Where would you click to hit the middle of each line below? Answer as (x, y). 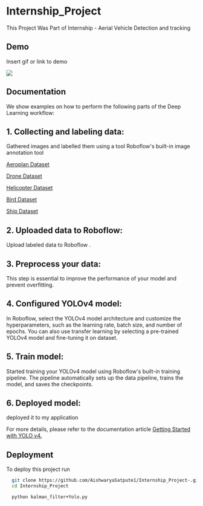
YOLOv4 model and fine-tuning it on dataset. (62, 337)
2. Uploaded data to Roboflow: (64, 230)
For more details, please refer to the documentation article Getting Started (98, 429)
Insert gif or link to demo (37, 61)
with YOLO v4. (24, 436)
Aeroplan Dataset (28, 164)
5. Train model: (35, 357)
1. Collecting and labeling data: (65, 131)
